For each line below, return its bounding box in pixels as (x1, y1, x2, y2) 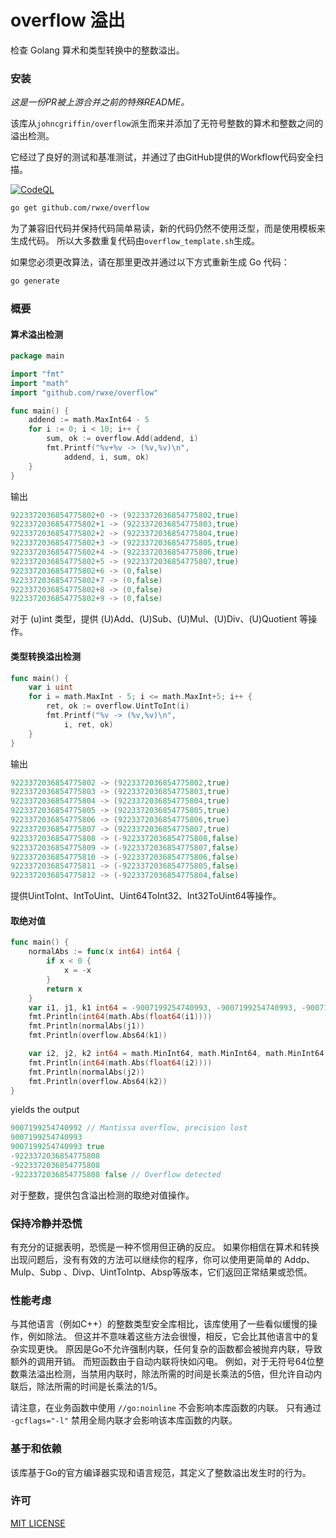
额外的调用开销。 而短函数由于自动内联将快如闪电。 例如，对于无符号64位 (10, 1356, 316, 1368)
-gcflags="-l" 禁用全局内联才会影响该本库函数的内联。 (10, 1414, 238, 1426)
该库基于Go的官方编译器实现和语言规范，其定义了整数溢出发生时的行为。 (10, 1466, 312, 1478)
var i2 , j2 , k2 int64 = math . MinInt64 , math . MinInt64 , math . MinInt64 (28, 1049, 325, 1059)
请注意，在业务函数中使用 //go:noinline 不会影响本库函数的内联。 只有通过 (10, 1402, 322, 1414)
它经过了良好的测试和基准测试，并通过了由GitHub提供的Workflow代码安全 (10, 151, 315, 163)
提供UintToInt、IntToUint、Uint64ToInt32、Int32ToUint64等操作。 (10, 890, 282, 902)
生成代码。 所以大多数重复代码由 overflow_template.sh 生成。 (10, 235, 261, 247)
